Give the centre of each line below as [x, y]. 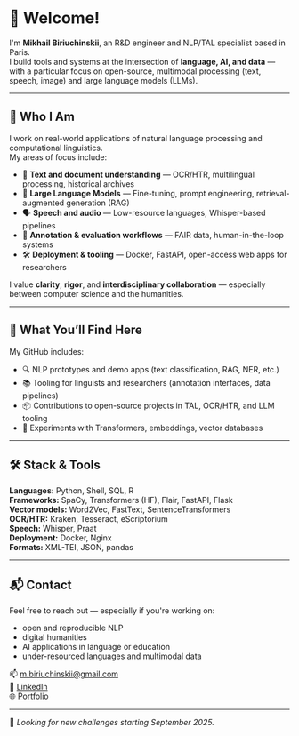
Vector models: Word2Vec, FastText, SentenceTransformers [120, 509]
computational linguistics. [56, 148]
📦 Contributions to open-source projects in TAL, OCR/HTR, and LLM [148, 405]
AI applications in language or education [96, 647]
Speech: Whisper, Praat [53, 529]
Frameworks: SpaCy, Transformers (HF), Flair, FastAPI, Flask [121, 500]
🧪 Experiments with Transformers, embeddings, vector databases [142, 428]
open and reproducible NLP [73, 628]
